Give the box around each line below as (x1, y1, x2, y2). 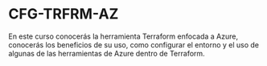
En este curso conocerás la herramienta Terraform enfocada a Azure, (8, 31, 239, 41)
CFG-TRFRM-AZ (8, 5, 119, 23)
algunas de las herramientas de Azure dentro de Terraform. (8, 48, 205, 58)
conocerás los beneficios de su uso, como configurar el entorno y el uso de (8, 39, 260, 49)
